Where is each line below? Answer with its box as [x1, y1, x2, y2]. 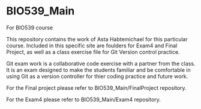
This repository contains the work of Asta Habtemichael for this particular [6, 35, 188, 43]
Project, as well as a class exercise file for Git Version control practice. [6, 48, 180, 55]
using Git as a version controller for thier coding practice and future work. [6, 72, 188, 80]
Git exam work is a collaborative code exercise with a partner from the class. [6, 60, 196, 67]
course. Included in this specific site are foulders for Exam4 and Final [6, 42, 178, 49]
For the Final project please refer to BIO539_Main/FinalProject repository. [6, 84, 187, 91]
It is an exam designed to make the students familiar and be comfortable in [6, 66, 191, 73]
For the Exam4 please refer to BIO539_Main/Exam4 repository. [6, 96, 161, 103]
